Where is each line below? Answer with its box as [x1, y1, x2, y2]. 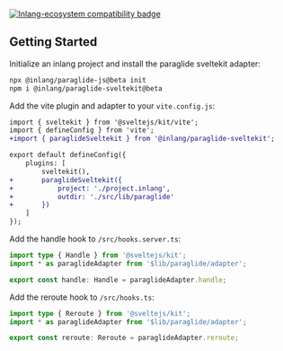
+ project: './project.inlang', [9, 184, 171, 193]
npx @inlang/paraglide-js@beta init [9, 75, 146, 84]
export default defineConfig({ [9, 151, 127, 160]
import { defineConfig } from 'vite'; [9, 126, 155, 135]
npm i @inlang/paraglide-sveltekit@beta [9, 83, 164, 93]
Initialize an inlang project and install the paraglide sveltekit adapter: [9, 58, 261, 69]
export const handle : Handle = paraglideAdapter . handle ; [9, 275, 227, 285]
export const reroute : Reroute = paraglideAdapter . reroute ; [9, 333, 240, 343]
